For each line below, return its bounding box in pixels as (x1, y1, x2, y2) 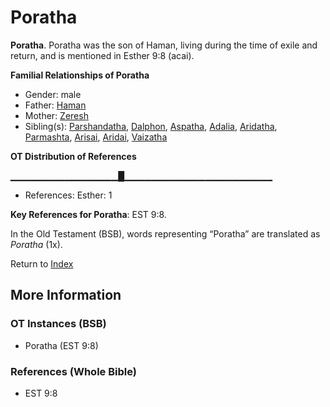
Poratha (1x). (10, 238, 63, 250)
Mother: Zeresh (24, 109, 89, 121)
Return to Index (10, 257, 74, 270)
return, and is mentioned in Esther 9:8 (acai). (10, 49, 195, 61)
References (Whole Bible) (10, 364, 137, 378)
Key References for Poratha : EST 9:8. (10, 208, 167, 220)
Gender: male (24, 88, 82, 100)
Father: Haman (24, 99, 87, 111)
